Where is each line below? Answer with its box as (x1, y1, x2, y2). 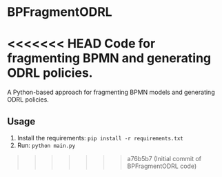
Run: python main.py (17, 141, 76, 149)
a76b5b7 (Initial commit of (127, 154, 202, 162)
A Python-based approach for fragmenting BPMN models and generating (7, 88, 215, 97)
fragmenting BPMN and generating (7, 50, 212, 66)
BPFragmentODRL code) (127, 162, 197, 170)
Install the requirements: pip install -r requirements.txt (17, 133, 184, 142)
